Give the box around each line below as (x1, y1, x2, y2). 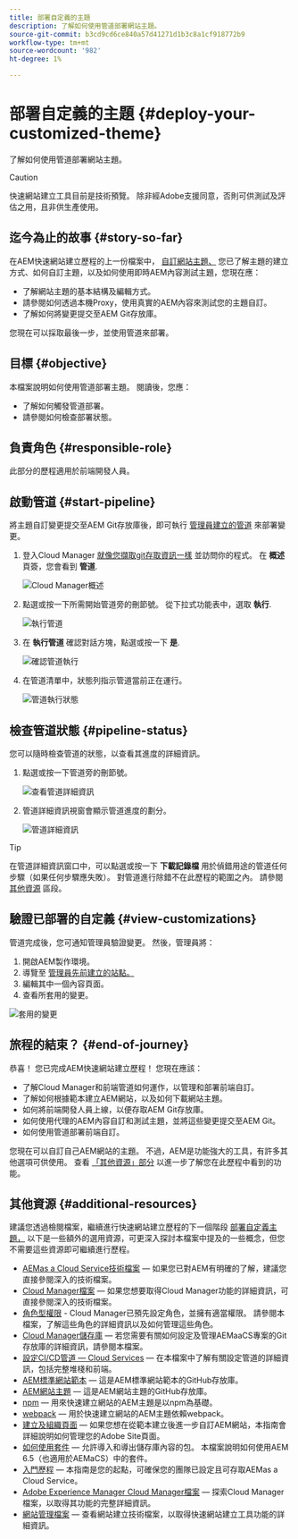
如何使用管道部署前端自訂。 (21, 1126, 125, 1137)
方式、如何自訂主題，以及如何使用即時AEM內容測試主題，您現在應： (9, 266, 261, 277)
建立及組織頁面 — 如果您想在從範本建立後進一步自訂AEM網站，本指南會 (21, 1419, 287, 1431)
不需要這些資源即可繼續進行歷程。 (9, 1244, 135, 1255)
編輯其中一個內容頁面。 (21, 978, 109, 989)
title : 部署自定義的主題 (9, 13, 91, 22)
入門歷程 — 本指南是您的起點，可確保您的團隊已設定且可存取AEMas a (21, 1464, 278, 1476)
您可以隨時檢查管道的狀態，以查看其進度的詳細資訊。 (9, 748, 205, 758)
